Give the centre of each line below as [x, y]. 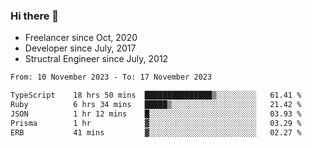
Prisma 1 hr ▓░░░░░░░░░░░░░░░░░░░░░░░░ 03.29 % [156, 123]
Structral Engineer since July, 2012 [96, 59]
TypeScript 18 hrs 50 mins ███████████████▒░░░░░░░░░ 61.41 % [156, 95]
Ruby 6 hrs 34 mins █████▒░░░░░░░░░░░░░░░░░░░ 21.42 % [156, 105]
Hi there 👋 [35, 16]
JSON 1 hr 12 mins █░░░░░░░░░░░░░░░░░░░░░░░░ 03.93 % [156, 114]
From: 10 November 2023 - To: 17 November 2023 [111, 77]
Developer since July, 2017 [80, 48]
